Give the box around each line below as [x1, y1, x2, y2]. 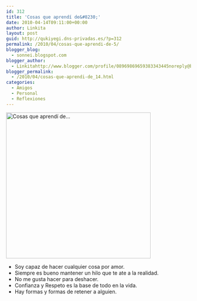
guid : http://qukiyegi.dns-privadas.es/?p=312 [6, 36, 122, 42]
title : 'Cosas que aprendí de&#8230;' [6, 14, 101, 20]
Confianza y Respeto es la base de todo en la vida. [14, 282, 138, 289]
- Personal [11, 90, 38, 96]
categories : [6, 80, 35, 86]
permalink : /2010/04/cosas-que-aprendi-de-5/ [6, 42, 119, 48]
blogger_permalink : [6, 69, 54, 75]
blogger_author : [6, 58, 46, 63]
